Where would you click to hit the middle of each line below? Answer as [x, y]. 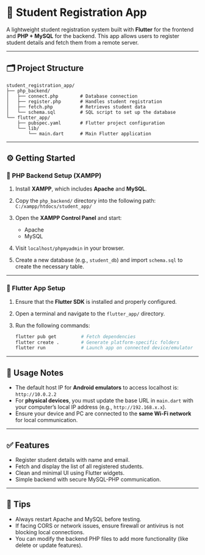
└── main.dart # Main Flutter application [90, 134]
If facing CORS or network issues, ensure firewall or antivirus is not [99, 526]
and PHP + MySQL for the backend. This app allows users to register [93, 36]
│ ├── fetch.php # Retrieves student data [76, 107]
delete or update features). [49, 545]
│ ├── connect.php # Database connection [72, 96]
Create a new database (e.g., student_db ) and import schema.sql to [99, 260]
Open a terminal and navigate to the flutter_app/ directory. [90, 313]
